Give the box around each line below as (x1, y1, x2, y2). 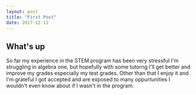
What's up (6, 41, 45, 51)
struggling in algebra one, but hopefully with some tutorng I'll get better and (6, 63, 191, 71)
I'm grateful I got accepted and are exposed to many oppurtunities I (6, 76, 171, 83)
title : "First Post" (6, 14, 57, 20)
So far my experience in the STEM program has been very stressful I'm (6, 57, 179, 64)
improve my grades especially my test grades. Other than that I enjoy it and (6, 70, 189, 77)
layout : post (6, 8, 38, 15)
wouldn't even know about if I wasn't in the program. (6, 82, 135, 89)
